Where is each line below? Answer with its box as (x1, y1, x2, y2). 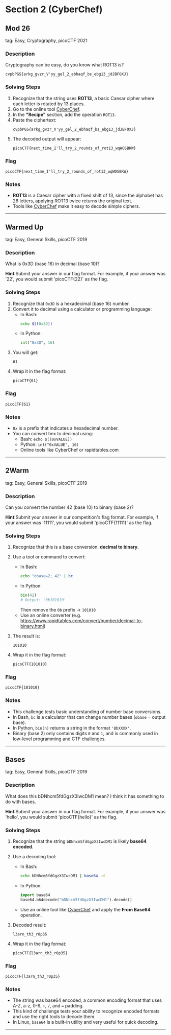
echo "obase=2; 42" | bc (20, 574, 73, 579)
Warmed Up (5, 223, 44, 231)
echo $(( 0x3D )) (20, 321, 52, 326)
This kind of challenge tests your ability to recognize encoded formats (12, 1008, 160, 1015)
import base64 (20, 892, 50, 898)
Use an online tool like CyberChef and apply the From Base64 (20, 906, 151, 912)
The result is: (12, 632, 41, 639)
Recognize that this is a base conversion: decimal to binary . (12, 544, 139, 550)
